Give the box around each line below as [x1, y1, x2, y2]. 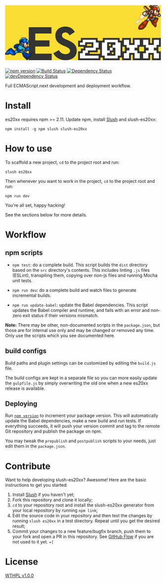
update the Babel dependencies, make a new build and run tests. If [5, 418, 141, 424]
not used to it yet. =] [12, 539, 54, 545]
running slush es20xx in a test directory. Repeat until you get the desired [12, 518, 160, 524]
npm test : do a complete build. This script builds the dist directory [12, 262, 148, 268]
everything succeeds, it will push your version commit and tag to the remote [5, 423, 160, 429]
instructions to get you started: [5, 482, 68, 488]
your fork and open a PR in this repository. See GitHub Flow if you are [12, 534, 154, 540]
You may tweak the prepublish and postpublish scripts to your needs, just [5, 438, 156, 444]
